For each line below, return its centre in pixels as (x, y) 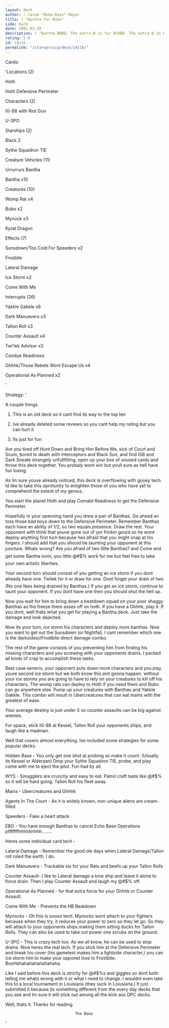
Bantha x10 (17, 179)
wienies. (14, 715)
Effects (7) (16, 238)
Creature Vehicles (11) (28, 160)
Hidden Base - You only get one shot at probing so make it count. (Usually (82, 755)
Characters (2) (20, 101)
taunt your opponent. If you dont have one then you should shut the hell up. (83, 591)
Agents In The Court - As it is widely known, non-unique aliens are (74, 801)
